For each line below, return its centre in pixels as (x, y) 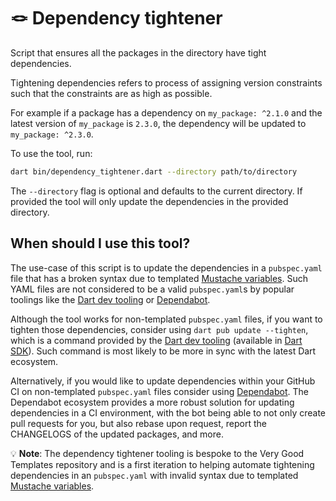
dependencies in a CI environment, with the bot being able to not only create (168, 412)
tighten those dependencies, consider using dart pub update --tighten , (159, 329)
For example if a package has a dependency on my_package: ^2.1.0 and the (166, 112)
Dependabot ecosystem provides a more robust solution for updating (152, 402)
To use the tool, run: (51, 153)
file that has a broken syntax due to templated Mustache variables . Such (159, 278)
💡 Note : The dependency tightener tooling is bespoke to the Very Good (157, 453)
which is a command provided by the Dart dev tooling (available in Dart (156, 340)
